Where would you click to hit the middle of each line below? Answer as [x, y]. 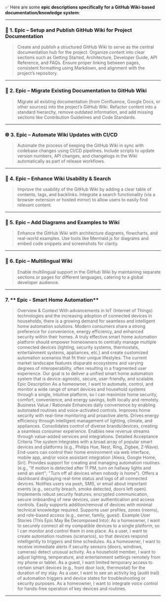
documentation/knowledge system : [43, 13]
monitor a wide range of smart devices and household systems [81, 389]
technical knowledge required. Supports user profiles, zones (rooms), [88, 510]
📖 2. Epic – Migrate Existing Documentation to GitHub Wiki [76, 91]
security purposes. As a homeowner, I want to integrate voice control [87, 583]
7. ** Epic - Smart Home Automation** [52, 300]
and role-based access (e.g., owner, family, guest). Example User [84, 515]
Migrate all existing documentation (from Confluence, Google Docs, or [89, 101]
